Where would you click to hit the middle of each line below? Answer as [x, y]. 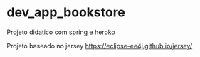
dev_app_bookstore [66, 12]
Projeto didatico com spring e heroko [61, 32]
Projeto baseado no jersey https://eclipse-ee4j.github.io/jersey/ [100, 46]
